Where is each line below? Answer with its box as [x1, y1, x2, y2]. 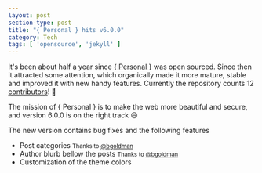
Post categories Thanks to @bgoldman [19, 141, 133, 150]
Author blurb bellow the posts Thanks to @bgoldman [19, 150, 179, 159]
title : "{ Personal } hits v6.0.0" [8, 26, 125, 34]
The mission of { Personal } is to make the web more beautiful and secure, [8, 103, 248, 112]
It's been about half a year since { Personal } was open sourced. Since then [8, 62, 253, 71]
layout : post [8, 11, 51, 20]
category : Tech [8, 33, 58, 41]
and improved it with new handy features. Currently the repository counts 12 [8, 79, 254, 88]
